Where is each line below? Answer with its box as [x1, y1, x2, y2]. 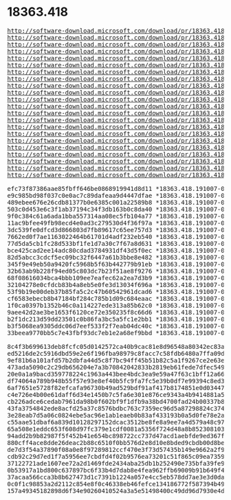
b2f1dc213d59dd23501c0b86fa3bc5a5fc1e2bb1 [7, 315, 153, 323]
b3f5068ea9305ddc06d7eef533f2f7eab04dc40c [7, 322, 153, 330]
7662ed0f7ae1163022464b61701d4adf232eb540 [7, 233, 153, 240]
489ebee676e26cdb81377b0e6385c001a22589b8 [7, 198, 153, 206]
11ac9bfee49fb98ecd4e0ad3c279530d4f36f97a [7, 219, 153, 227]
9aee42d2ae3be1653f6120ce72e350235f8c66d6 [7, 308, 153, 316]
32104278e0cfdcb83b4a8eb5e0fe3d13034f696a [7, 281, 153, 288]
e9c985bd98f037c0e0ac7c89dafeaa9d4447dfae [7, 192, 153, 199]
